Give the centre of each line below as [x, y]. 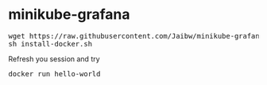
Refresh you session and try [54, 59]
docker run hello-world [54, 74]
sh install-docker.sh [50, 44]
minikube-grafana [69, 15]
